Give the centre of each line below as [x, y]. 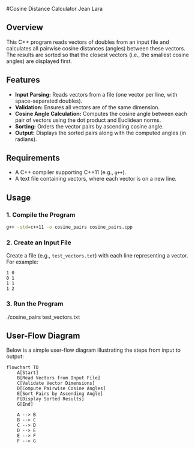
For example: [22, 262]
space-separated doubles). [49, 101]
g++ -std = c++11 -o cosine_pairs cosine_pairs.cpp [70, 228]
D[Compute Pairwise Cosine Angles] [61, 389]
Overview [25, 27]
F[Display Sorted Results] [51, 399]
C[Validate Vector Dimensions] [56, 384]
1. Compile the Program [41, 214]
